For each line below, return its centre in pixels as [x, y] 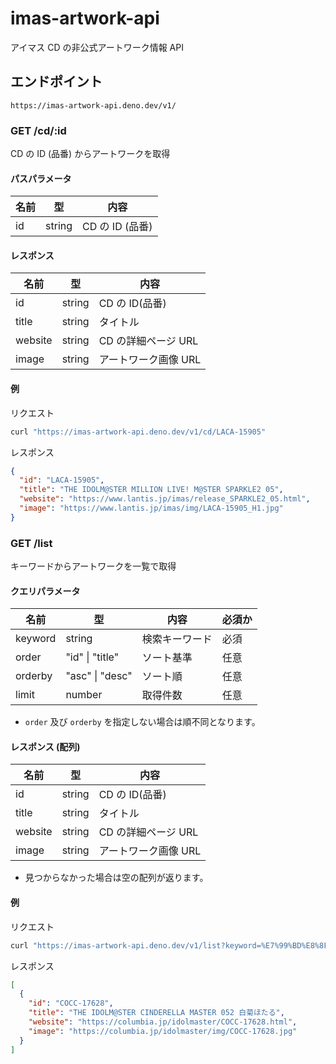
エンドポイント [56, 82]
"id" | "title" [92, 657]
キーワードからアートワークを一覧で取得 [93, 566]
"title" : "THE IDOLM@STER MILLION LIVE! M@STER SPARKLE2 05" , [151, 490]
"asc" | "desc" [99, 676]
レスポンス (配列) [45, 746]
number [84, 695]
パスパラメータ [41, 178]
